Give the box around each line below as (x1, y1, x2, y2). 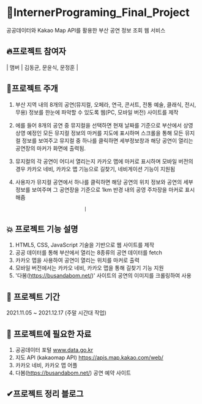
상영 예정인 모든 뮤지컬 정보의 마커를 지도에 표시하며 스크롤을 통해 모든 (15, 129, 184, 137)
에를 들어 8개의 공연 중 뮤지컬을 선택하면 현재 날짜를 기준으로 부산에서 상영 (15, 121, 193, 129)
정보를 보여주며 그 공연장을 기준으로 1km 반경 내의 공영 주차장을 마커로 (15, 186, 184, 193)
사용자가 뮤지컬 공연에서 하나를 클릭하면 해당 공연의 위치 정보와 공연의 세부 (15, 178, 194, 186)
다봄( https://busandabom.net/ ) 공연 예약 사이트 (15, 369, 132, 376)
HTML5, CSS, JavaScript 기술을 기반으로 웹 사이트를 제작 (15, 242, 155, 249)
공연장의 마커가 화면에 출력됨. (15, 144, 86, 152)
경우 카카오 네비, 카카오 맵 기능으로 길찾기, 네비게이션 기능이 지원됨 (15, 165, 176, 172)
